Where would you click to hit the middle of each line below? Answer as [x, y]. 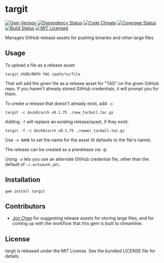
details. [13, 256]
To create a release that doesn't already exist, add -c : [60, 103]
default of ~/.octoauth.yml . [33, 164]
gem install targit [25, 191]
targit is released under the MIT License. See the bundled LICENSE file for [80, 251]
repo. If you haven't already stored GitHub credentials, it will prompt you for [82, 88]
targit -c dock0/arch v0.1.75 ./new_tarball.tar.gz [59, 112]
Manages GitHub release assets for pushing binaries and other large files [80, 38]
